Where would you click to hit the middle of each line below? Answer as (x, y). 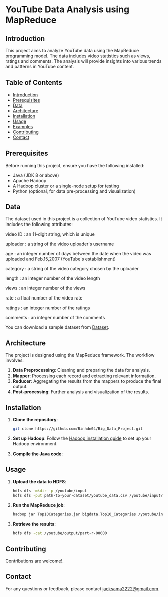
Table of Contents (34, 82)
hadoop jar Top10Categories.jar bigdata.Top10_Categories (74, 514)
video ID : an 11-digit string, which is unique (50, 234)
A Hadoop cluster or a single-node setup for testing (66, 186)
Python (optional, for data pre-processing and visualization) (74, 191)
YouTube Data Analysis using (67, 9)
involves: (15, 360)
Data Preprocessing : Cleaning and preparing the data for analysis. (81, 370)
